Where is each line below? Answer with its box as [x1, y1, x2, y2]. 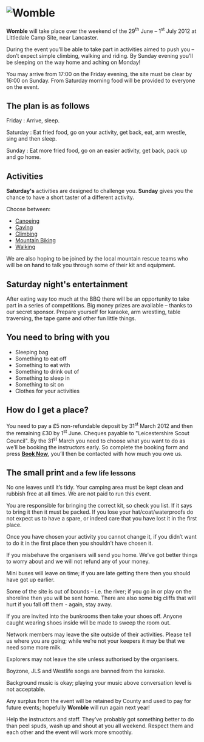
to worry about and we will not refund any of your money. [6, 558, 150, 565]
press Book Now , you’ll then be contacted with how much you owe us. [6, 450, 183, 457]
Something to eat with [15, 361, 70, 368]
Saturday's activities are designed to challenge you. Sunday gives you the [6, 187, 193, 195]
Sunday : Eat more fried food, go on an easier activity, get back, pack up [6, 147, 188, 155]
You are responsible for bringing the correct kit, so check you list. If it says [6, 502, 192, 509]
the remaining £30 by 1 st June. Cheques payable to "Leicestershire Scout [6, 429, 190, 436]
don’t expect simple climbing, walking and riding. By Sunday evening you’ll [6, 52, 193, 59]
